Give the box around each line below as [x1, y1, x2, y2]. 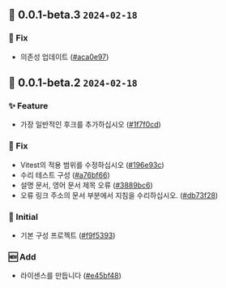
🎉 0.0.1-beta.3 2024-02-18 [8, 8, 138, 22]
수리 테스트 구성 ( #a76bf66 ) [19, 170, 111, 179]
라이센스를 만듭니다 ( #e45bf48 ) [19, 271, 122, 281]
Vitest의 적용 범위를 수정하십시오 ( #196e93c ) [19, 160, 164, 170]
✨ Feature [8, 101, 49, 111]
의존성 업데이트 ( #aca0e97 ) [19, 52, 109, 62]
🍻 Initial [8, 211, 39, 222]
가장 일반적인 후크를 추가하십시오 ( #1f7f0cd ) [19, 119, 162, 130]
